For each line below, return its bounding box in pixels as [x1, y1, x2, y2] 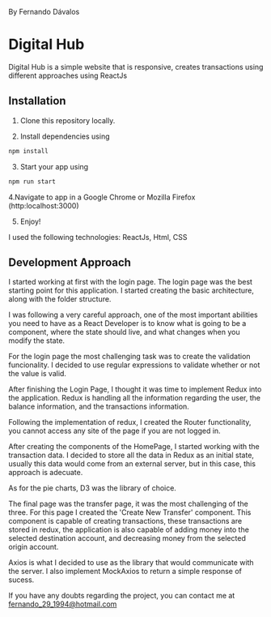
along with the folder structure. [8, 294, 112, 304]
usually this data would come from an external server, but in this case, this [8, 459, 256, 469]
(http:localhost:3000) [8, 200, 79, 210]
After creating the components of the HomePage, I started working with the [8, 442, 260, 452]
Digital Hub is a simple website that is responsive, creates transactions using [8, 62, 264, 71]
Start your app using [19, 161, 89, 171]
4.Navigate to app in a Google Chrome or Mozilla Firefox [8, 192, 196, 202]
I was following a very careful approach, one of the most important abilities [8, 310, 258, 319]
